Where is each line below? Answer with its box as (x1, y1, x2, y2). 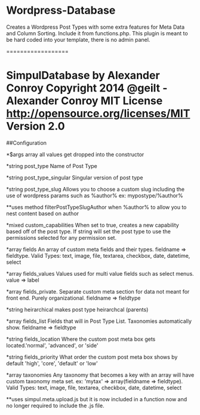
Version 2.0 (6, 120, 65, 133)
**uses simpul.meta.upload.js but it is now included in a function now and (6, 395, 187, 402)
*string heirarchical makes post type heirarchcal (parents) (6, 306, 149, 313)
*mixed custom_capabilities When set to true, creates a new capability (6, 221, 179, 228)
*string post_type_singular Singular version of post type (6, 174, 143, 181)
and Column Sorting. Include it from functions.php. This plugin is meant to (6, 29, 188, 36)
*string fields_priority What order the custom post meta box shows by (6, 353, 178, 361)
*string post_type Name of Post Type (6, 162, 97, 169)
